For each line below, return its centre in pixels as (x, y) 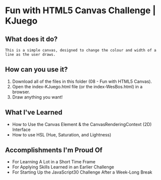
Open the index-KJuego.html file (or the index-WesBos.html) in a (77, 86)
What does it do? (31, 39)
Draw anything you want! (37, 97)
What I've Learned (34, 113)
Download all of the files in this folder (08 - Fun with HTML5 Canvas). (82, 81)
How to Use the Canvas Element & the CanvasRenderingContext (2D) (82, 124)
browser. (21, 92)
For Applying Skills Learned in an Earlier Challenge (63, 167)
